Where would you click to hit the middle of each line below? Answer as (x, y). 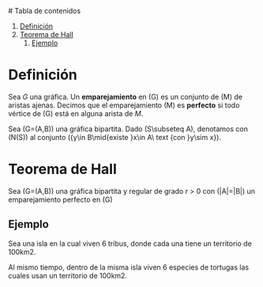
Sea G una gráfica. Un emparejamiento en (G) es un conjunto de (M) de (126, 96)
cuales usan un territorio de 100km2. (68, 275)
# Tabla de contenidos (45, 11)
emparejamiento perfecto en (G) (60, 199)
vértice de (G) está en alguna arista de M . (76, 113)
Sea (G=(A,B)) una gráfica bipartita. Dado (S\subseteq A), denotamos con (128, 129)
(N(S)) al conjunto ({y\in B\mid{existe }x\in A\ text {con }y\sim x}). (115, 137)
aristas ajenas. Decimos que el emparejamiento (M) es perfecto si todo (124, 105)
